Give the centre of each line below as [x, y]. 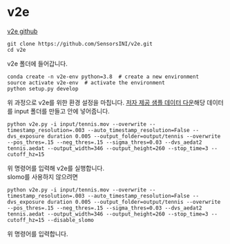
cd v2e [17, 50]
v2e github [22, 31]
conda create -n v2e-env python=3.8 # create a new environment [103, 77]
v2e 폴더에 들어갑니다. [37, 64]
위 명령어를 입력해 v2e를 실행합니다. [56, 168]
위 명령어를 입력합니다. [38, 234]
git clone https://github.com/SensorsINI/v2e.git [80, 44]
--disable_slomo [71, 220]
